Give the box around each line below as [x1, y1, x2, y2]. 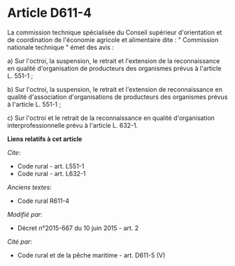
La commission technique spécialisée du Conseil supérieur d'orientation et [7, 28, 222, 36]
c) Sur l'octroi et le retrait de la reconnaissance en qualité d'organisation [7, 114, 215, 122]
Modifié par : [7, 210, 43, 218]
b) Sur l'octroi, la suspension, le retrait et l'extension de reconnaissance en [7, 85, 222, 93]
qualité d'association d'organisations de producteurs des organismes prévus [7, 93, 228, 101]
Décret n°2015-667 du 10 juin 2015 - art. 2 [17, 223, 139, 232]
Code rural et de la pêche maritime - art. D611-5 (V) [17, 251, 166, 259]
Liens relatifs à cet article [7, 135, 83, 143]
